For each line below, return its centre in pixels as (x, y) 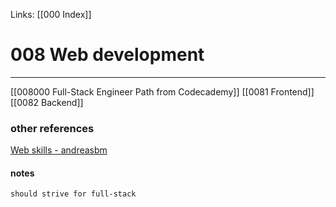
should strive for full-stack (73, 194)
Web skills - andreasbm (59, 150)
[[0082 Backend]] (47, 102)
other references (52, 128)
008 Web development (107, 55)
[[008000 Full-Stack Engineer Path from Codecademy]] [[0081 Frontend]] (162, 91)
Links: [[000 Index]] (51, 14)
